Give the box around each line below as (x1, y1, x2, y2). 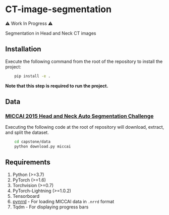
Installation (5, 45, 41, 54)
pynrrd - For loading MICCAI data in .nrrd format (12, 198, 115, 204)
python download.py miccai (14, 144, 71, 149)
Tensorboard (12, 193, 40, 199)
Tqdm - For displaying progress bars (12, 204, 89, 210)
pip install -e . (14, 74, 51, 79)
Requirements (5, 158, 50, 167)
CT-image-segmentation (5, 4, 112, 15)
